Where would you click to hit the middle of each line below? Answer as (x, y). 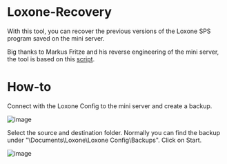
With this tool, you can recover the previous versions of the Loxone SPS (109, 31)
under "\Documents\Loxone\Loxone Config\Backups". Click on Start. (105, 140)
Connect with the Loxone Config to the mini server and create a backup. (110, 106)
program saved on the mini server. (56, 38)
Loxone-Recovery (60, 12)
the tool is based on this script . (51, 59)
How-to (29, 87)
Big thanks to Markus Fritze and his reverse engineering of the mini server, (113, 52)
